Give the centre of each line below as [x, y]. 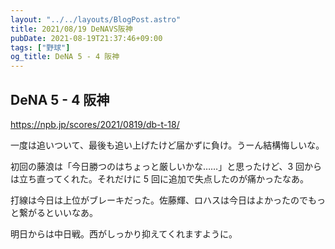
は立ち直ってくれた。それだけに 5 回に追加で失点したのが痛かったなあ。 [160, 178]
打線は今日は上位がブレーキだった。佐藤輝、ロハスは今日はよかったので [159, 200]
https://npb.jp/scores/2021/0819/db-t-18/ [95, 124]
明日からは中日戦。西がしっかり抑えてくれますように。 [124, 233]
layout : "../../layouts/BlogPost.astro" [96, 19]
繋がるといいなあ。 [58, 212]
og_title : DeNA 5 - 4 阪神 [65, 57]
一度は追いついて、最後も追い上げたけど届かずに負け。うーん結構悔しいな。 [167, 145]
